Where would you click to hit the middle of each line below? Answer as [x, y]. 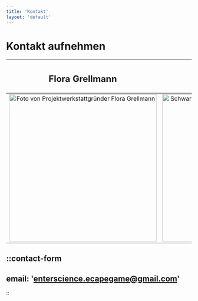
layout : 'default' [29, 17]
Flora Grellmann [83, 79]
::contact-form [34, 259]
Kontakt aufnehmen [56, 46]
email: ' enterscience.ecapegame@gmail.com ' [93, 278]
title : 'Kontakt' [27, 11]
